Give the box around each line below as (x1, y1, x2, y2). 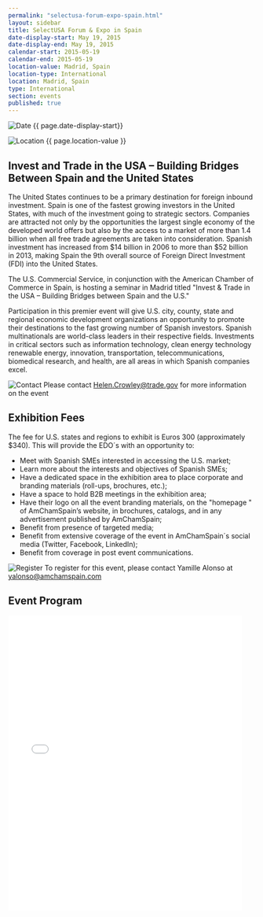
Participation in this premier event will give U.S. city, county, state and (8, 306, 234, 316)
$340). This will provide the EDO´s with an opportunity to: (8, 440, 195, 449)
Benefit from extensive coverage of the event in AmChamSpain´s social (19, 531, 250, 540)
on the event (8, 388, 49, 397)
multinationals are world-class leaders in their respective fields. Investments (8, 331, 255, 341)
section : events (8, 92, 61, 100)
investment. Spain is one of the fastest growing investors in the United (8, 200, 236, 209)
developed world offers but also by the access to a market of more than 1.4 (8, 225, 251, 235)
